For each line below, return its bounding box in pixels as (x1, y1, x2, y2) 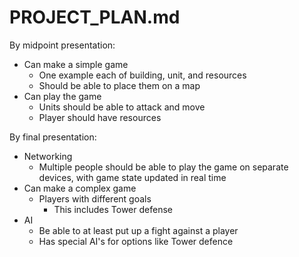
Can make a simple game (23, 58, 129, 70)
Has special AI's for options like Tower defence (38, 235, 234, 247)
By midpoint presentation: (9, 39, 116, 51)
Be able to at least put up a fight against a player (38, 224, 239, 236)
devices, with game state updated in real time (38, 171, 227, 183)
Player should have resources (38, 111, 162, 123)
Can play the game (23, 90, 102, 102)
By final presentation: (9, 131, 97, 143)
